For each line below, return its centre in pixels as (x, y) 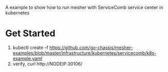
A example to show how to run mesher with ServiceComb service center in (84, 7)
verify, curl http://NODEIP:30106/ (48, 64)
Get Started (30, 33)
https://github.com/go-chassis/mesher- (91, 47)
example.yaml (27, 58)
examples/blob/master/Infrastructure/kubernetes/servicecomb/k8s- (85, 53)
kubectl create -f (30, 47)
